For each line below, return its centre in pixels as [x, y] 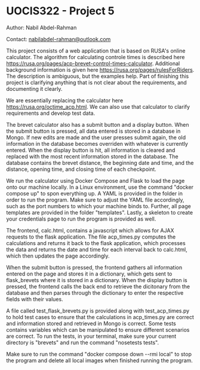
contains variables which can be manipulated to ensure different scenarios [98, 329]
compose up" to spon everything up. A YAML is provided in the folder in [95, 193]
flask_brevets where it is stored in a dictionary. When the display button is [97, 280]
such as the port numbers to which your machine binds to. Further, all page [99, 206]
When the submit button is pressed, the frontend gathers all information [94, 267]
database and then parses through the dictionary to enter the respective [95, 293]
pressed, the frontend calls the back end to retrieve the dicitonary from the [98, 286]
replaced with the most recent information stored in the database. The [93, 156]
